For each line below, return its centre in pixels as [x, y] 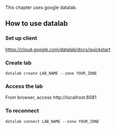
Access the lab [24, 86]
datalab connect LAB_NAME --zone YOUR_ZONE [52, 121]
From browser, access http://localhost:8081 [51, 98]
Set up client [21, 38]
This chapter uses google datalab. [41, 7]
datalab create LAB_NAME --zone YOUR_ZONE [51, 73]
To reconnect [22, 111]
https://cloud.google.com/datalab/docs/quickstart [58, 49]
